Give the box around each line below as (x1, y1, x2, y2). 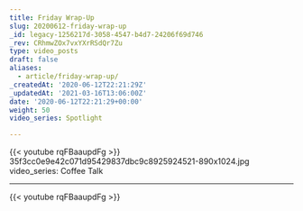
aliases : (9, 64, 42, 73)
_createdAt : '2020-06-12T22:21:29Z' (9, 80, 147, 89)
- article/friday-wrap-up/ (17, 72, 119, 81)
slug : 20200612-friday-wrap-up (9, 22, 127, 31)
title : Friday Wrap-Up (9, 13, 95, 23)
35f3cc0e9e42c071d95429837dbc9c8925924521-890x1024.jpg (9, 156, 250, 167)
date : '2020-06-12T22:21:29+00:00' (9, 96, 143, 106)
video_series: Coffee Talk (9, 166, 104, 177)
